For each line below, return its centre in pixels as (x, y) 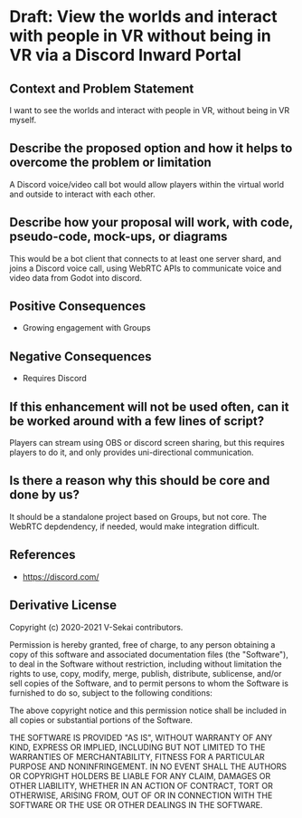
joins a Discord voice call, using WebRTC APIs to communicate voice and (146, 268)
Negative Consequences (80, 356)
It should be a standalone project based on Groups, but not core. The (138, 516)
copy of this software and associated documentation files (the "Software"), (149, 654)
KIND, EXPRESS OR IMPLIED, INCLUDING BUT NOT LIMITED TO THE (137, 747)
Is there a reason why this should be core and (140, 481)
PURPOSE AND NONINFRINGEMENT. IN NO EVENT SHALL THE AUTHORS (148, 766)
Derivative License (63, 606)
